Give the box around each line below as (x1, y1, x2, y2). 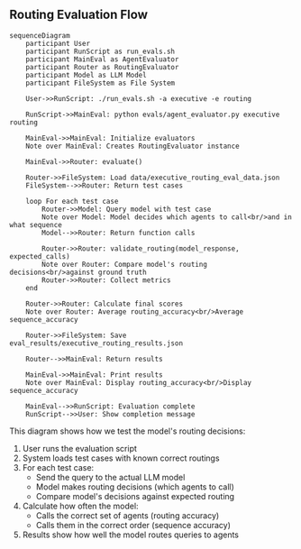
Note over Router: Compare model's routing (41, 260, 207, 269)
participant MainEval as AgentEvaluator (25, 54, 179, 64)
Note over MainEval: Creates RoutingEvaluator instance (25, 142, 241, 151)
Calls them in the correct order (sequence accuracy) (35, 519, 232, 530)
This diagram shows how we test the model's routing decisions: (9, 425, 246, 436)
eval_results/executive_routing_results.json (9, 338, 183, 348)
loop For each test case (25, 197, 119, 206)
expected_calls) (9, 252, 70, 261)
